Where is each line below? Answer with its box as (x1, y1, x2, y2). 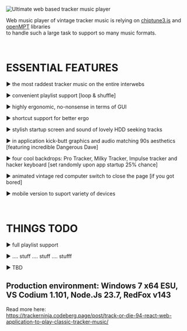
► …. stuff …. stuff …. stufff (6, 252, 72, 260)
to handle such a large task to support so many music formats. (6, 29, 157, 36)
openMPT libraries (6, 23, 51, 30)
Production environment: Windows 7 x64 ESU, (6, 281, 178, 291)
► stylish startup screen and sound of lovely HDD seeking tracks (6, 126, 162, 133)
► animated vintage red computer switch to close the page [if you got (6, 172, 174, 179)
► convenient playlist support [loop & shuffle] (6, 91, 116, 99)
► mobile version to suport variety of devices (6, 190, 116, 197)
